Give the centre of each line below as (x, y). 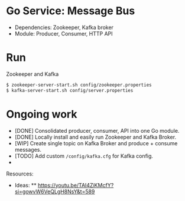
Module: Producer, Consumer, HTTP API (64, 33)
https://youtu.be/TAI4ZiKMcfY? (76, 185)
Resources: (20, 174)
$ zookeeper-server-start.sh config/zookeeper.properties (79, 85)
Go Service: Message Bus (71, 11)
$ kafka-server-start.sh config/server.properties (70, 90)
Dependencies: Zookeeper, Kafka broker (64, 27)
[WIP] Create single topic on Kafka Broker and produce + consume (96, 143)
